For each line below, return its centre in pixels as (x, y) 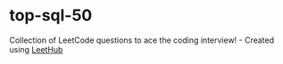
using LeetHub (36, 49)
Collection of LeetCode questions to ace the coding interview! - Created (142, 40)
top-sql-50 (51, 16)
